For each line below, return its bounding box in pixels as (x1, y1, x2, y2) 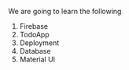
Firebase (19, 22, 49, 30)
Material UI (19, 54, 56, 64)
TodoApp (19, 30, 50, 39)
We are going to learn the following (8, 7, 122, 16)
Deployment (19, 38, 60, 47)
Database (19, 47, 51, 55)
